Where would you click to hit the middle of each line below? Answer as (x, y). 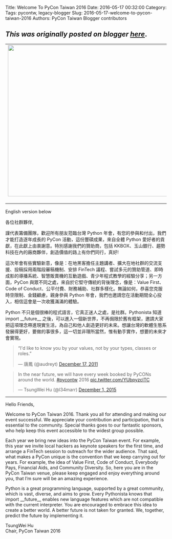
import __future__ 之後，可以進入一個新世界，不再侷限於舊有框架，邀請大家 (84, 319)
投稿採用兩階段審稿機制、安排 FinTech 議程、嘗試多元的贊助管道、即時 (89, 269)
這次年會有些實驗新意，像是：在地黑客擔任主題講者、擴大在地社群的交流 (81, 263)
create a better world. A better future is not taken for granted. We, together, (85, 510)
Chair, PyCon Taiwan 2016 (33, 531)
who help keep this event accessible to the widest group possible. (75, 430)
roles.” (25, 353)
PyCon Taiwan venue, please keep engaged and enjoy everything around (82, 473)
